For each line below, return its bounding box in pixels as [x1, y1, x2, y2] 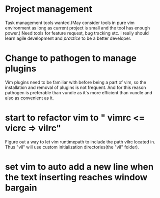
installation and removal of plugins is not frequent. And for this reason [5, 85, 146, 90]
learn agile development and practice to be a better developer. [5, 35, 132, 41]
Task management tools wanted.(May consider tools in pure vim [5, 20, 135, 26]
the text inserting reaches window [5, 172, 148, 183]
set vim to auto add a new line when [5, 161, 154, 172]
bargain [5, 182, 37, 193]
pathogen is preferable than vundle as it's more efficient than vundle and [5, 89, 153, 95]
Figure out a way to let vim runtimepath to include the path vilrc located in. [5, 139, 156, 144]
